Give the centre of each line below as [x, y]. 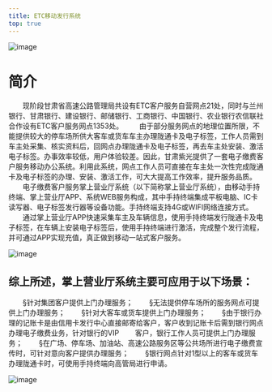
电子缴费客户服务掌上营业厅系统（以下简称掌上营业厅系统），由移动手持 [142, 187]
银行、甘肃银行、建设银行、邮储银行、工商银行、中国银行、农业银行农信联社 [136, 116]
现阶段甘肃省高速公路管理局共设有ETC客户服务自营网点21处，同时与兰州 [143, 106]
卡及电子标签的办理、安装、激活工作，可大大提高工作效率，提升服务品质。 [132, 177]
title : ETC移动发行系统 [45, 16]
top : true [25, 24]
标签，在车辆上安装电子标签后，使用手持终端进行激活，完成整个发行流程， [139, 227]
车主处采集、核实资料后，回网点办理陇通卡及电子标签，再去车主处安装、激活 [136, 146]
